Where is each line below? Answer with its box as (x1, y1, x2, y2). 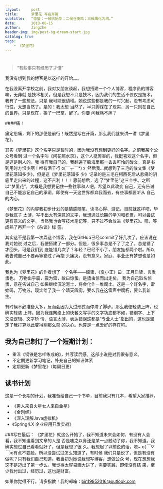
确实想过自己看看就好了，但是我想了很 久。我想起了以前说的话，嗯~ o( (5, 444, 147, 450)
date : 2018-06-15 (5, 20, 53, 26)
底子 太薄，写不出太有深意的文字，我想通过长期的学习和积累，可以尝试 (13, 212, 155, 218)
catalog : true (5, 35, 34, 39)
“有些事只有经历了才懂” (16, 65, 64, 70)
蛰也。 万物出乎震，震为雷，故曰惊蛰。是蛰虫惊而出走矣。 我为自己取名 (5, 275, 148, 281)
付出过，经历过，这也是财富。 (13, 468, 73, 474)
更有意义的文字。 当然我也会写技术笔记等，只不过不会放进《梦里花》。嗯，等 (5, 218, 157, 224)
